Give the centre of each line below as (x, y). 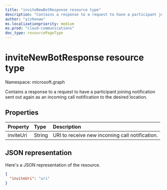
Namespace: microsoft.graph (35, 82)
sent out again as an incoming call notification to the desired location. (76, 97)
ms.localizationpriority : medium (40, 24)
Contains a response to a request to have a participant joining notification (80, 92)
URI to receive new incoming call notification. (105, 135)
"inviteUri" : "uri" (30, 179)
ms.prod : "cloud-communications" (40, 28)
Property (18, 127)
